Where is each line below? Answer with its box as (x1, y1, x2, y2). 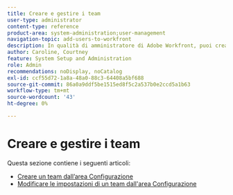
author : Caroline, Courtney (7, 49, 89, 56)
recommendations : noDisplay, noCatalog (7, 68, 123, 75)
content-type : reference (7, 23, 79, 30)
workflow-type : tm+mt (7, 87, 70, 94)
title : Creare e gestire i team (7, 10, 101, 17)
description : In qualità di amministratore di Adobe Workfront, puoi (7, 42, 213, 49)
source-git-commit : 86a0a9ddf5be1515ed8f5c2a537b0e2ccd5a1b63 (7, 81, 191, 88)
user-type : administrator (7, 17, 82, 24)
